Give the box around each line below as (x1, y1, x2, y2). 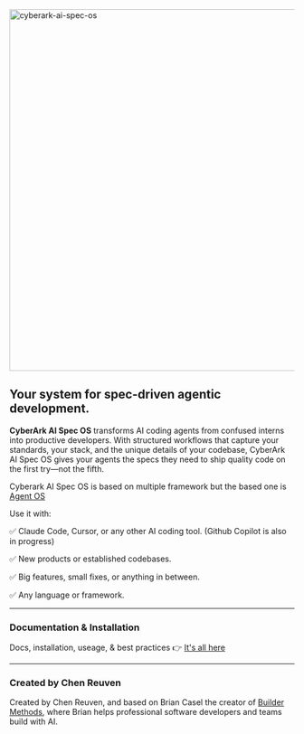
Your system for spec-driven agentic (9, 387, 222, 402)
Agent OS (9, 490, 45, 501)
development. (9, 401, 90, 417)
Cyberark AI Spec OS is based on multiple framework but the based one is (9, 481, 287, 492)
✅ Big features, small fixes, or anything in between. (9, 571, 201, 582)
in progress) (9, 535, 55, 546)
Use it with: (9, 508, 52, 519)
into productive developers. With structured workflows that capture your (9, 434, 279, 446)
